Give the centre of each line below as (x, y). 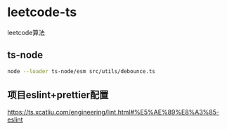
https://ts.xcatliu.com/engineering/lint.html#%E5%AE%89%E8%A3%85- (113, 112)
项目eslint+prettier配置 (58, 95)
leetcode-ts (42, 12)
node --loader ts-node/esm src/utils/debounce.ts (82, 71)
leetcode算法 (26, 32)
